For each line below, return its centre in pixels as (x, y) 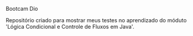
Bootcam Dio (22, 9)
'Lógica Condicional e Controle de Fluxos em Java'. (70, 27)
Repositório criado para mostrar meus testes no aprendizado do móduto (96, 20)
